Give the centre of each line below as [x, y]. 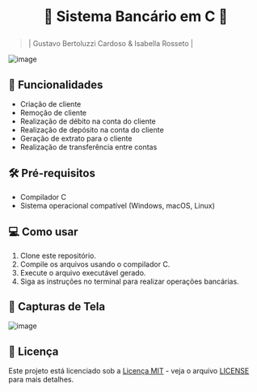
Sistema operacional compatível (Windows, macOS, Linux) [118, 205]
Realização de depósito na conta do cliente [92, 130]
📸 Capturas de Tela [57, 307]
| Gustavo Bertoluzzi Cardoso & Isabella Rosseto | [111, 44]
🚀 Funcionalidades [56, 84]
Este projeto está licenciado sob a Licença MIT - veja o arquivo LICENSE [129, 371]
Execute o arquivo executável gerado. [83, 272]
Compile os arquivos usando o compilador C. [95, 264]
